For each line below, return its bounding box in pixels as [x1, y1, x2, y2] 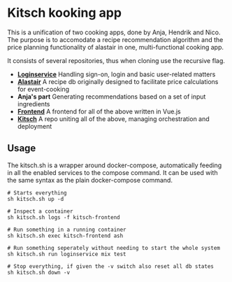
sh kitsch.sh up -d [7, 195, 64, 202]
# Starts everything [7, 189, 68, 197]
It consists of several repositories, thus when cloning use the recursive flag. [7, 56, 226, 64]
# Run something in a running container [7, 226, 127, 233]
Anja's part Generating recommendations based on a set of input [17, 92, 206, 101]
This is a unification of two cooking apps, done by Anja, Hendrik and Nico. [7, 28, 221, 36]
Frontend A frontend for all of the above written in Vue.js [17, 107, 181, 115]
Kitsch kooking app [7, 5, 122, 21]
